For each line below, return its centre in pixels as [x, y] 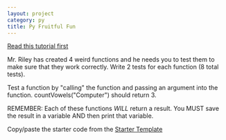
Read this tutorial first [38, 46]
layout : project [31, 14]
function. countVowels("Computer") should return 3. [82, 95]
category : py [26, 20]
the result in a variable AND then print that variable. [80, 116]
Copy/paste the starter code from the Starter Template [85, 130]
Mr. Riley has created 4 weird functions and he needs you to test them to [111, 60]
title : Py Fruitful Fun [42, 26]
